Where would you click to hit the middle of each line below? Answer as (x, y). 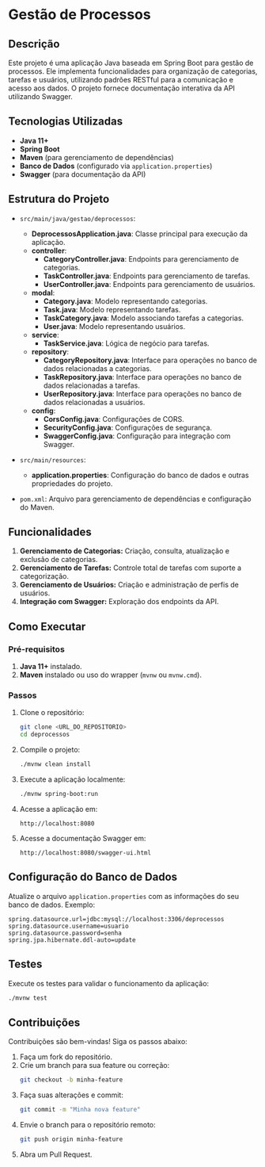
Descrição (34, 44)
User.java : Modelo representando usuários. (114, 326)
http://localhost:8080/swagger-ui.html (85, 853)
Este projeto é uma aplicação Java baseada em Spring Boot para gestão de (131, 63)
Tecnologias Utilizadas (66, 122)
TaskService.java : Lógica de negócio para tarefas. (126, 343)
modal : (43, 293)
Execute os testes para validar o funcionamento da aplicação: (109, 983)
